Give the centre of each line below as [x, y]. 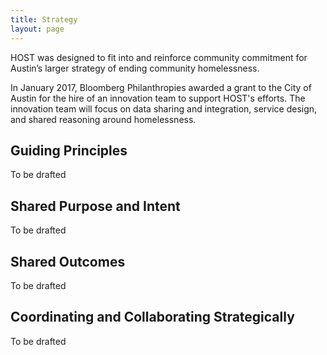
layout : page [37, 29]
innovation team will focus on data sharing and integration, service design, [164, 108]
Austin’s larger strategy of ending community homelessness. [135, 68]
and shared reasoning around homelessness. [103, 119]
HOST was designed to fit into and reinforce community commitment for [159, 57]
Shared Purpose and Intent [95, 206]
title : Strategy [44, 19]
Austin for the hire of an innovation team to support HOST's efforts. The [158, 98]
